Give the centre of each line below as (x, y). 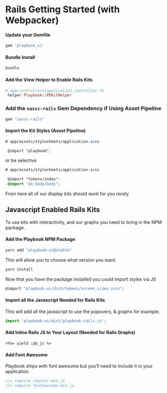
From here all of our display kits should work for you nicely (67, 194)
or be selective (21, 160)
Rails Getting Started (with (62, 9)
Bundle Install (20, 57)
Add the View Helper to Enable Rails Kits (49, 79)
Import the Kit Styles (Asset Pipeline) (46, 131)
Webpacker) (32, 20)
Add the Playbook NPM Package (40, 239)
